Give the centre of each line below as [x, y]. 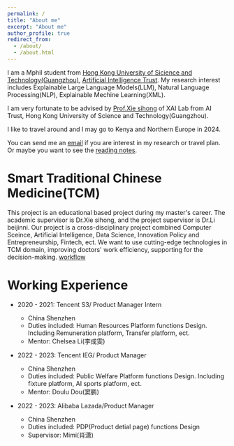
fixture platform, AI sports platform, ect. [85, 383]
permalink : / [26, 14]
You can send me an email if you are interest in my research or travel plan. [114, 142]
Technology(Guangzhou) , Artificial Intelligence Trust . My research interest [114, 80]
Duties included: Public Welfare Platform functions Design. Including [126, 376]
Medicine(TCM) [54, 193]
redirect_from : [29, 40]
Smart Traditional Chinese [85, 178]
